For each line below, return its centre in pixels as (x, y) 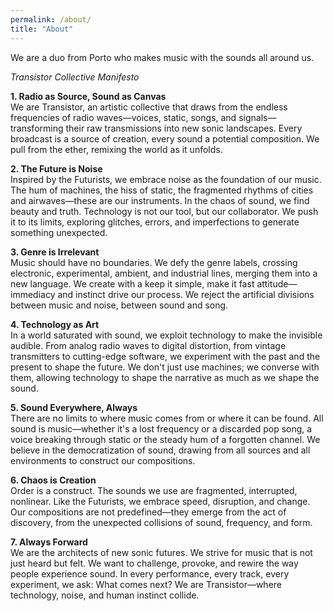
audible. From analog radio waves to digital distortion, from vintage (148, 345)
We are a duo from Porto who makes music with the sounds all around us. (162, 57)
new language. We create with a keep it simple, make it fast (132, 283)
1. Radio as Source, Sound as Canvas (88, 96)
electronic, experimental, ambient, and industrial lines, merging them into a (164, 273)
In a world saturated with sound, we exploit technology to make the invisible (166, 335)
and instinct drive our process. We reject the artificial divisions (186, 294)
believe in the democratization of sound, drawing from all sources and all (160, 450)
